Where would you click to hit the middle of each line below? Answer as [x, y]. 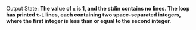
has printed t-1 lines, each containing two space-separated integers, [94, 15]
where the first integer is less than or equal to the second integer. [89, 21]
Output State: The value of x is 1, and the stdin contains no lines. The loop [98, 9]
